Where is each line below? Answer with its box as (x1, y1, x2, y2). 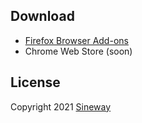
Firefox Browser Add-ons (24, 34, 129, 46)
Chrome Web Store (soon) (24, 45, 133, 57)
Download (10, 8, 75, 25)
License (10, 74, 61, 91)
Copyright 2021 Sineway (10, 100, 112, 113)
